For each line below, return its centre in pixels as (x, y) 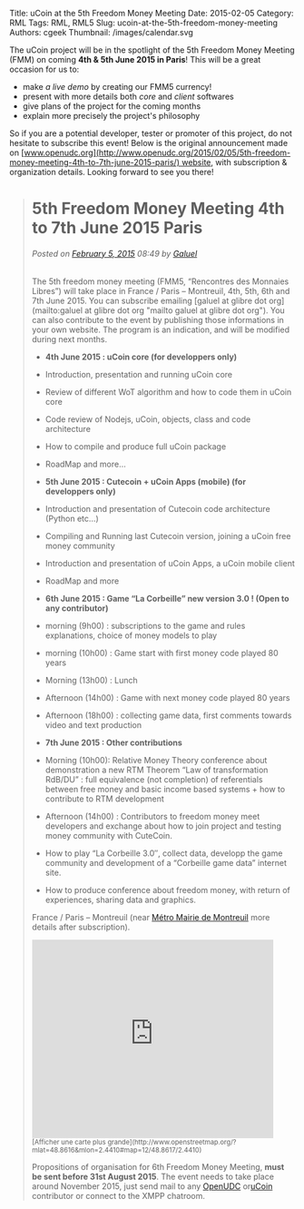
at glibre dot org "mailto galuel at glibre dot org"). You (185, 310)
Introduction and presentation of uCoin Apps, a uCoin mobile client (170, 564)
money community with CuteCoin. (108, 836)
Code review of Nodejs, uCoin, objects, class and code (148, 419)
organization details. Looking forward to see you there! (112, 172)
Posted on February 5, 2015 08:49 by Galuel (114, 253)
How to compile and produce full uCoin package (136, 447)
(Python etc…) (72, 519)
